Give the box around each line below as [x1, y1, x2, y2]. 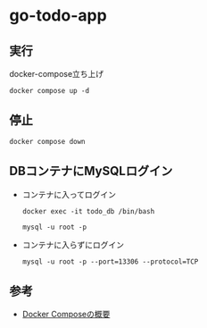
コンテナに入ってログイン [21, 189, 117, 199]
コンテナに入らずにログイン [21, 239, 125, 250]
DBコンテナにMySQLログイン [9, 164, 173, 179]
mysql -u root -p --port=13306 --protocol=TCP [21, 257, 199, 266]
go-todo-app [9, 5, 107, 26]
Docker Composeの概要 [21, 309, 111, 320]
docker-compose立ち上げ [9, 69, 104, 79]
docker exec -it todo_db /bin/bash [21, 206, 155, 215]
